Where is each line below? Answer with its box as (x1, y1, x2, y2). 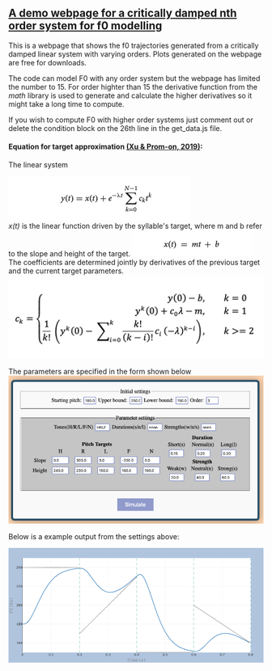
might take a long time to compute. (8, 99, 125, 108)
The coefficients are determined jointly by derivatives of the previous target (8, 258, 261, 268)
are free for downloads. (8, 57, 87, 67)
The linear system (8, 160, 69, 170)
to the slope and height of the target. (8, 249, 131, 259)
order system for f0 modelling (8, 19, 163, 33)
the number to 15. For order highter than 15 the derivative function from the (8, 82, 257, 91)
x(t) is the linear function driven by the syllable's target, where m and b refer (8, 222, 263, 231)
